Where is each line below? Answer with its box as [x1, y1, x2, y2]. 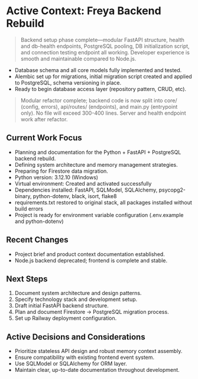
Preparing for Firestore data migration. [14, 167, 108, 174]
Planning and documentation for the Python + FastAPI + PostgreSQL [14, 148, 181, 156]
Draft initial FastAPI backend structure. [14, 302, 109, 309]
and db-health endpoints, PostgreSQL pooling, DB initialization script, [20, 43, 190, 50]
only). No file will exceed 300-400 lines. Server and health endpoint [20, 109, 186, 116]
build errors [14, 205, 43, 212]
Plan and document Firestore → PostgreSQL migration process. [14, 309, 170, 316]
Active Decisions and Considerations [6, 332, 146, 342]
